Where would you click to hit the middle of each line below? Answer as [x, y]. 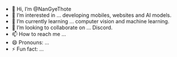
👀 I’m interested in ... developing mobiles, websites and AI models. [91, 15]
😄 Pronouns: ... [30, 42]
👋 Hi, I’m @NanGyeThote [41, 9]
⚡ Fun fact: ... [28, 49]
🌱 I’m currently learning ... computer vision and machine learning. [91, 21]
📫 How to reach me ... [39, 34]
